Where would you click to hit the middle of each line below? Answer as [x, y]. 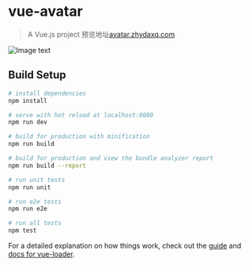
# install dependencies [47, 93]
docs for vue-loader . [41, 254]
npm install [28, 101]
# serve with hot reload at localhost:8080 [81, 115]
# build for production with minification [79, 137]
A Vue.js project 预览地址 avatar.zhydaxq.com [101, 34]
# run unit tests [37, 180]
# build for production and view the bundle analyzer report [111, 158]
